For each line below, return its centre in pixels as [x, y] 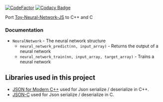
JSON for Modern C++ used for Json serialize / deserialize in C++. [81, 90]
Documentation [24, 30]
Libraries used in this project [50, 77]
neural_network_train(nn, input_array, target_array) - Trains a [87, 56]
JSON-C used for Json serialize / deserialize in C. [63, 95]
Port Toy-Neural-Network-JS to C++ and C [49, 17]
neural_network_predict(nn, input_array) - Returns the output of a [89, 46]
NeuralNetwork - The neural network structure [59, 41]
